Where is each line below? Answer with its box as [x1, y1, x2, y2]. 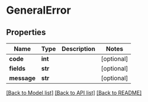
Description [61, 45, 96, 53]
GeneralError [6, 4, 71, 17]
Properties [6, 27, 46, 37]
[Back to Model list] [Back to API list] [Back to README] [6, 90, 142, 96]
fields [9, 65, 25, 72]
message [9, 74, 36, 82]
